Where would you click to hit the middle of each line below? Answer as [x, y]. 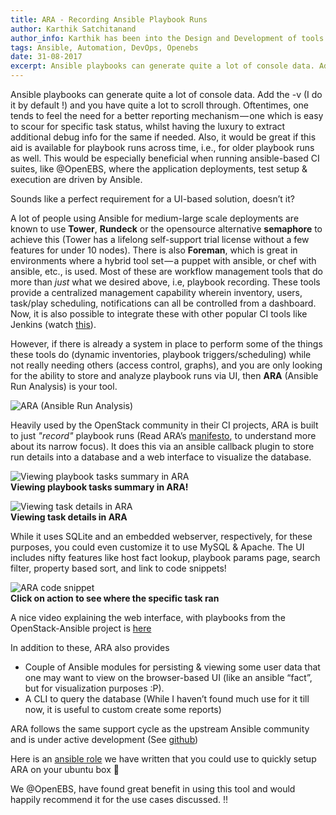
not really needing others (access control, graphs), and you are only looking [166, 365]
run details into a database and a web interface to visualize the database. [161, 457]
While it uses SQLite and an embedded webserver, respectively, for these [161, 536]
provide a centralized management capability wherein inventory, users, [156, 292]
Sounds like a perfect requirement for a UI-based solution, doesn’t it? [152, 199]
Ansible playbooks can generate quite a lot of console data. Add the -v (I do [166, 94]
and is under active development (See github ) [104, 739]
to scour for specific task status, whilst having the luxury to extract [148, 126]
